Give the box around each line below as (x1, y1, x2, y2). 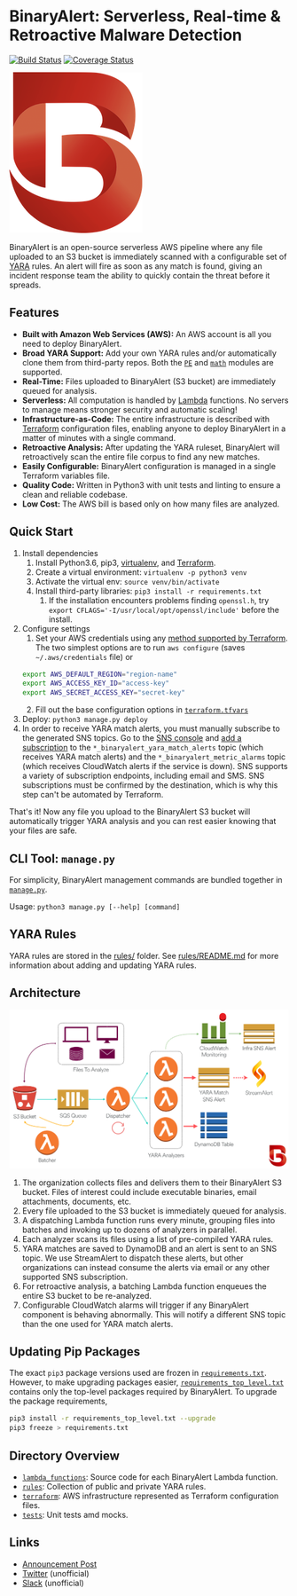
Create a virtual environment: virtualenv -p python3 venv (35, 566, 247, 578)
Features (9, 305, 59, 320)
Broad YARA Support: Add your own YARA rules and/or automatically (21, 348, 277, 358)
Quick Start (9, 524, 74, 539)
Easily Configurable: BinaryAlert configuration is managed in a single (21, 460, 277, 471)
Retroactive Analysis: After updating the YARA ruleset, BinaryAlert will (21, 442, 281, 452)
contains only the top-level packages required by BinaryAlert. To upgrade (9, 1387, 277, 1397)
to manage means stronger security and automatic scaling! (21, 404, 238, 414)
